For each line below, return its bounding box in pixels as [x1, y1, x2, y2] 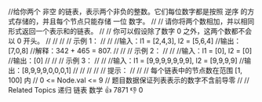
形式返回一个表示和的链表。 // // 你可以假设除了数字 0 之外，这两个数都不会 [8, 27, 253, 35]
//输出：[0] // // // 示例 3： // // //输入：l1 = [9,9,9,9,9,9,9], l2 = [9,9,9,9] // [8, 56, 245, 65]
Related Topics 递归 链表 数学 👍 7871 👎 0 [8, 86, 144, 94]
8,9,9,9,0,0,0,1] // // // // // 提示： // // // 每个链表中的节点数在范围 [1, [24, 66, 243, 75]
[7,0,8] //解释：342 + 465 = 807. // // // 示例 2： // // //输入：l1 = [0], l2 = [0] [8, 46, 253, 55]
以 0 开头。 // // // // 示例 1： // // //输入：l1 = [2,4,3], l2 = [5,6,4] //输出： [8, 36, 242, 46]
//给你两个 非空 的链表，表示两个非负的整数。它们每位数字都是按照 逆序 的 [8, 7, 248, 16]
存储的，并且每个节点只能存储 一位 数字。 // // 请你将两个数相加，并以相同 [14, 16, 255, 26]
